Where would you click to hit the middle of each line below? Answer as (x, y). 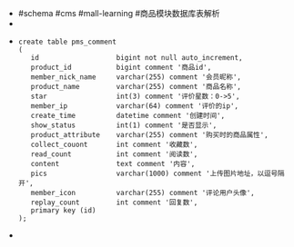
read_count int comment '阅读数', (114, 154)
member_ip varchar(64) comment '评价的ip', (135, 106)
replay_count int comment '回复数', (114, 203)
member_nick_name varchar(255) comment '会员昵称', (136, 77)
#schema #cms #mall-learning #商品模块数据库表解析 (119, 13)
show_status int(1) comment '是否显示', (124, 125)
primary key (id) (63, 211)
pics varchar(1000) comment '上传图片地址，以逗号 (154, 173)
